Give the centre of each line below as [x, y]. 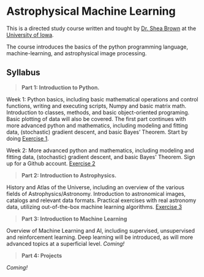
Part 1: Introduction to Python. [60, 87]
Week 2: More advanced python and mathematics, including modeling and [100, 150]
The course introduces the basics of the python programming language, [97, 47]
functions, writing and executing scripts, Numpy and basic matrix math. [96, 106]
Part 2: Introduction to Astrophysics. [69, 175]
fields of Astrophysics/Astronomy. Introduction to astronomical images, [96, 193]
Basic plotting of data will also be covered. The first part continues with [96, 119]
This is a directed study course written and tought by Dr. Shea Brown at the [101, 28]
